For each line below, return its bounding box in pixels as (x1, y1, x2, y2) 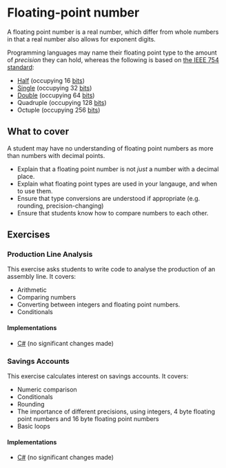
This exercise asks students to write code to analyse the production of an (7, 265, 216, 273)
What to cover (7, 126, 70, 137)
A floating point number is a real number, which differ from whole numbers (7, 28, 219, 36)
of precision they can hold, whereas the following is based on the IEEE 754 (7, 55, 219, 64)
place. (17, 172, 35, 180)
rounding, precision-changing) (17, 202, 104, 210)
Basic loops (17, 422, 50, 430)
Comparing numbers (17, 293, 76, 302)
